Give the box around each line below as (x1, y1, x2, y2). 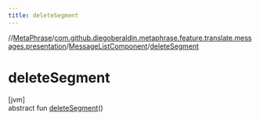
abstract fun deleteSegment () (8, 103, 103, 112)
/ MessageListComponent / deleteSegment (66, 41, 200, 51)
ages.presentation (8, 41, 67, 51)
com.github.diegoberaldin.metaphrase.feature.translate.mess (54, 33, 252, 42)
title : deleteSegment (8, 11, 79, 20)
